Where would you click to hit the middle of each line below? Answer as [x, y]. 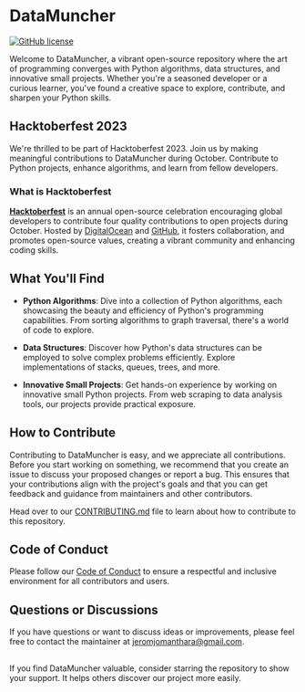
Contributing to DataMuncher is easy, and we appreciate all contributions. [147, 455]
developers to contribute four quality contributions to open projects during [149, 221]
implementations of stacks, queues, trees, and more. [121, 367]
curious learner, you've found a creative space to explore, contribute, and [147, 88]
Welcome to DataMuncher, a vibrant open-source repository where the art [149, 58]
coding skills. [34, 250]
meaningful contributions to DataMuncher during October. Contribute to [144, 158]
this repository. [38, 520]
